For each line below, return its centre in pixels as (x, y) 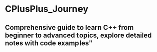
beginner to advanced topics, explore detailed (78, 35)
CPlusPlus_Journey (47, 9)
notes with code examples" (49, 43)
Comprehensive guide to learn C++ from (69, 28)
